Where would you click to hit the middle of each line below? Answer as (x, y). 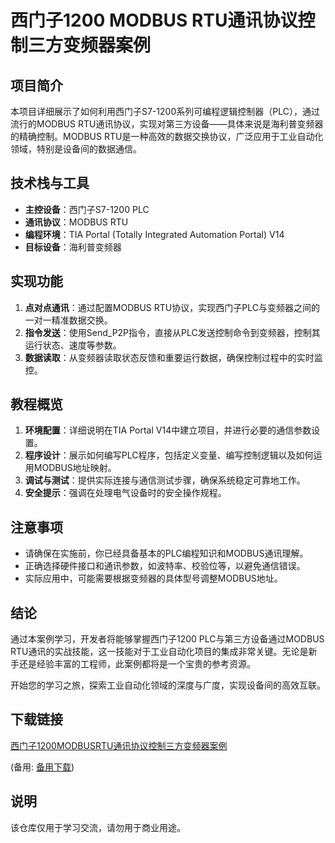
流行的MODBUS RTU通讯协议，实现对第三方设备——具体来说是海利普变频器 (167, 124)
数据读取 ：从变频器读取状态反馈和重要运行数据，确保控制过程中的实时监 (173, 357)
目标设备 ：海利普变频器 (73, 247)
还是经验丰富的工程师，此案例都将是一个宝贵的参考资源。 (137, 664)
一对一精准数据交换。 (68, 320)
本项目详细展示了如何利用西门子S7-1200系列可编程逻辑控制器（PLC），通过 (165, 111)
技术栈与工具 (50, 183)
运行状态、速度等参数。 (73, 345)
